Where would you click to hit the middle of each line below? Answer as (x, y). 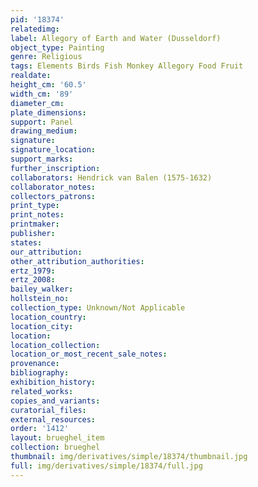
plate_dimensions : (48, 112)
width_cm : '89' (42, 94)
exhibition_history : (53, 382)
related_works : (42, 391)
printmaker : (35, 224)
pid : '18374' (37, 19)
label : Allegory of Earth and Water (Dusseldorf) (116, 38)
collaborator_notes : (53, 187)
